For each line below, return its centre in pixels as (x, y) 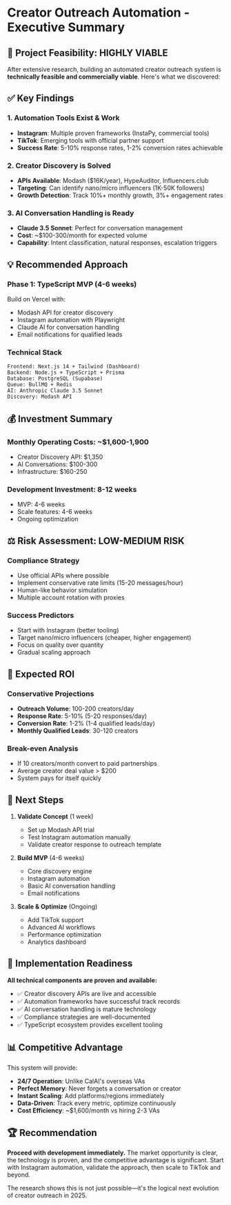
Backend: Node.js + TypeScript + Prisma (66, 373)
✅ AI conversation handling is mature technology (87, 1009)
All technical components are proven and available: (82, 980)
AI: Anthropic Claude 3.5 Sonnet (55, 391)
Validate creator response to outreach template (94, 845)
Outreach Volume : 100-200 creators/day (76, 708)
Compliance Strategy (43, 560)
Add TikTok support (56, 920)
